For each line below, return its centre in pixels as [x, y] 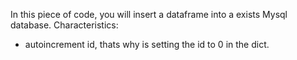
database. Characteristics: [64, 25]
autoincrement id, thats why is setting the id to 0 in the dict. [147, 44]
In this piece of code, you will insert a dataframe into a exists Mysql [149, 14]
